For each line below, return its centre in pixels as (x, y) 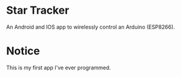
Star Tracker (38, 10)
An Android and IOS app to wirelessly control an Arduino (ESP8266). (90, 27)
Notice (23, 51)
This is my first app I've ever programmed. (58, 67)
